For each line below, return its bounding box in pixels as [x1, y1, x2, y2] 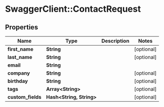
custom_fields [7, 94, 42, 100]
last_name [7, 54, 32, 60]
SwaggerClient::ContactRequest [5, 3, 141, 15]
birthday [7, 78, 28, 84]
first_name [7, 46, 33, 53]
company [7, 70, 30, 77]
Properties [5, 23, 38, 31]
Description [101, 38, 130, 44]
